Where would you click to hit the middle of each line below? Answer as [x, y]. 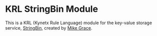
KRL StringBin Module [52, 9]
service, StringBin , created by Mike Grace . [49, 28]
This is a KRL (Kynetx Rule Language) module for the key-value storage [79, 23]
